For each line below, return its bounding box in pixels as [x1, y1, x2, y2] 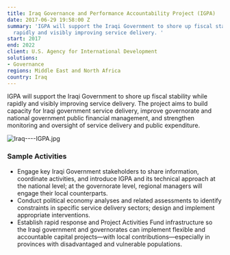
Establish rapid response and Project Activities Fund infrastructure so [16, 218, 213, 226]
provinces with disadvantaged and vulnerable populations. [16, 240, 183, 248]
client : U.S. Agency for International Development [7, 49, 157, 55]
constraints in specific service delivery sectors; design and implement [16, 203, 215, 212]
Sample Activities [7, 152, 67, 161]
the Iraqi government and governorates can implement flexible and [16, 225, 205, 233]
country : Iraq [7, 73, 48, 81]
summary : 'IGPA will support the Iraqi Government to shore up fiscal [7, 23, 213, 29]
